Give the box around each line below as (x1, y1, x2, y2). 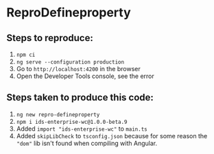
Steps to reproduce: (6, 32, 93, 44)
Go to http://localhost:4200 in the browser (16, 65, 141, 73)
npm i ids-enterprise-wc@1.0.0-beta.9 (16, 118, 128, 125)
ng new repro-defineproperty (16, 111, 100, 118)
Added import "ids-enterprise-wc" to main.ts (16, 125, 148, 133)
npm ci (16, 51, 36, 58)
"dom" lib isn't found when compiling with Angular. (16, 139, 158, 147)
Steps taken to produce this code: (6, 92, 154, 103)
